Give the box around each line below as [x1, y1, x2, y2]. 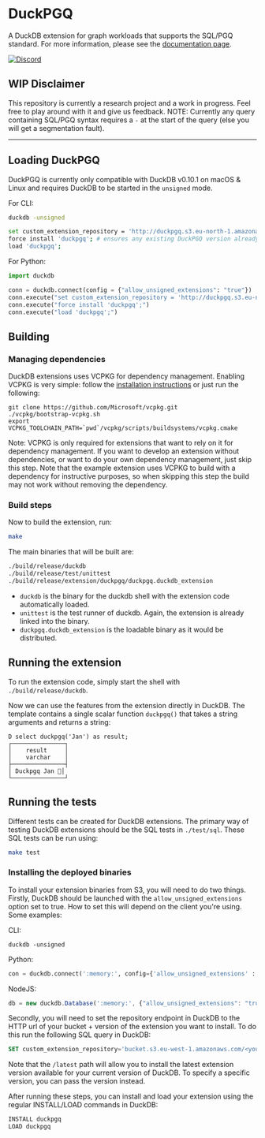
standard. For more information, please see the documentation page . [8, 39, 232, 48]
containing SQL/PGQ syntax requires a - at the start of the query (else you [8, 115, 250, 125]
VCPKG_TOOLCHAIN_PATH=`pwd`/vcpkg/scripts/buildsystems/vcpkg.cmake [8, 424, 238, 432]
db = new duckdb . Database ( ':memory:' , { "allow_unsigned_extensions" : [8, 999, 242, 1007]
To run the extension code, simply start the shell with [8, 677, 181, 686]
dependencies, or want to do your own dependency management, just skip [8, 455, 252, 465]
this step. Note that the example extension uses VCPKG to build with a [8, 463, 236, 473]
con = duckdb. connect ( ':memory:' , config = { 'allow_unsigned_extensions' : [8, 969, 256, 978]
